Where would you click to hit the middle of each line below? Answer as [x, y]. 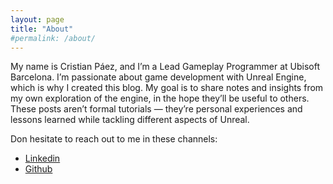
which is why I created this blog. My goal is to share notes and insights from [167, 88]
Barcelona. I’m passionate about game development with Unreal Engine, [158, 77]
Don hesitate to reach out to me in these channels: [114, 139]
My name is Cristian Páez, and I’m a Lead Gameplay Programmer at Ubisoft [165, 67]
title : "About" [42, 29]
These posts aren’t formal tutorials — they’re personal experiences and [156, 109]
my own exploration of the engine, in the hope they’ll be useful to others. [160, 98]
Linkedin [42, 158]
